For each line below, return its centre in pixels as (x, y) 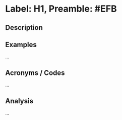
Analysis (19, 101)
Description (24, 28)
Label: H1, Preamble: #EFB (61, 9)
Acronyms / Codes (35, 73)
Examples (21, 44)
